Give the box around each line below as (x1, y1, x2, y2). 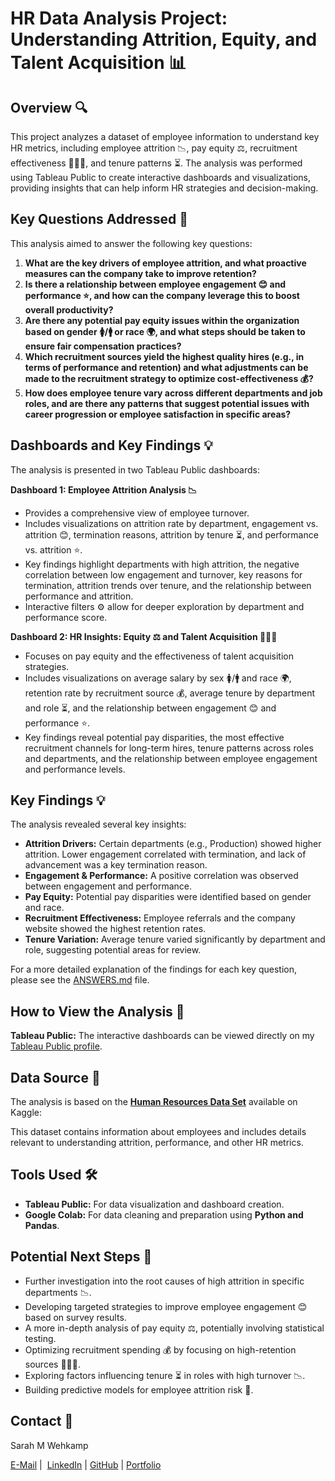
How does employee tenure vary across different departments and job (24, 387, 323, 399)
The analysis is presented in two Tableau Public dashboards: (10, 463, 261, 476)
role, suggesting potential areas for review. (24, 944, 202, 956)
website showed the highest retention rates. (24, 923, 207, 935)
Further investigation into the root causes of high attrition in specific (24, 1275, 305, 1287)
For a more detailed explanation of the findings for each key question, (10, 963, 297, 976)
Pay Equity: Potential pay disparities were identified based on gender (24, 891, 312, 903)
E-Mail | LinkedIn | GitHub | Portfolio (10, 1458, 162, 1471)
